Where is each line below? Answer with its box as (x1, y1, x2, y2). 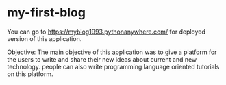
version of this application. (7, 34, 82, 42)
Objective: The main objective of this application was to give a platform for (7, 48, 217, 56)
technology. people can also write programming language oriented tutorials (7, 62, 220, 71)
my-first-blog (7, 5, 86, 21)
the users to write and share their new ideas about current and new (7, 55, 197, 63)
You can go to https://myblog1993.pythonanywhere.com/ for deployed (7, 27, 205, 36)
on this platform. (7, 70, 53, 78)
